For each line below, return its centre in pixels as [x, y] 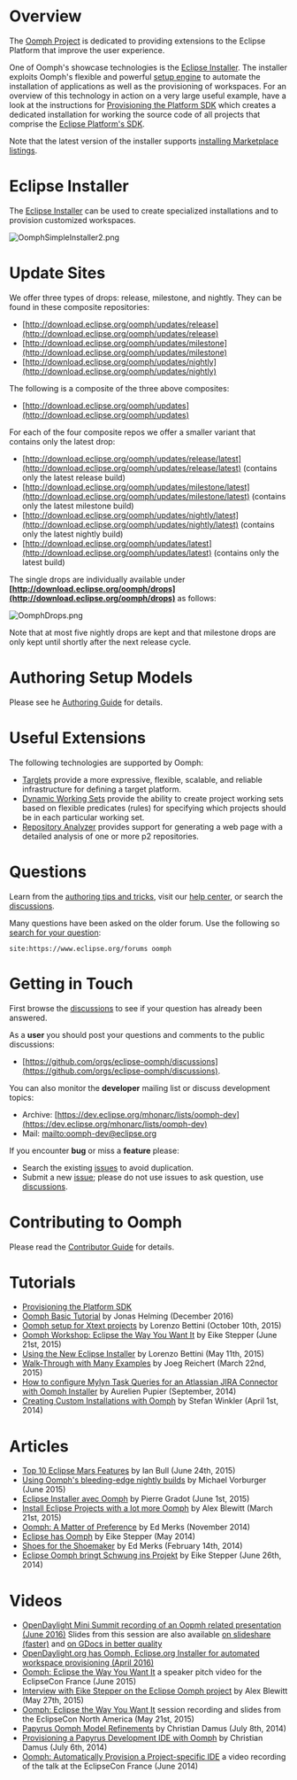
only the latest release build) [74, 477]
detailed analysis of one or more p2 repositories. [110, 836]
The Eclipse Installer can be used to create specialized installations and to [144, 211]
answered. [28, 1018]
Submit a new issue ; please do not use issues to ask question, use [142, 1177]
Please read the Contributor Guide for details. [92, 1247]
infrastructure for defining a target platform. [102, 789]
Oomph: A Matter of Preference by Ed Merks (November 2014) [136, 1527]
